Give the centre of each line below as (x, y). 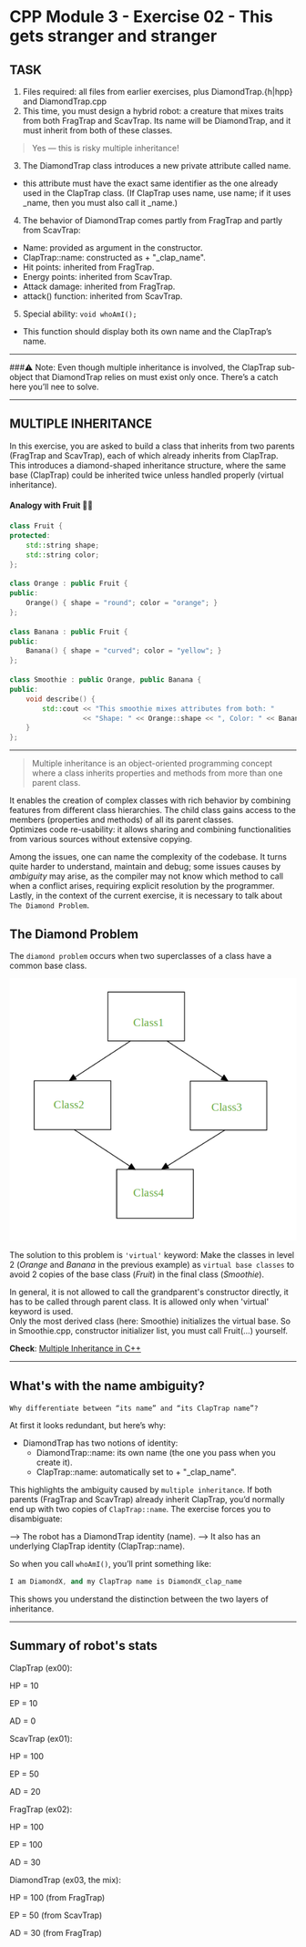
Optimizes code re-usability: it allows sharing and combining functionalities (150, 829)
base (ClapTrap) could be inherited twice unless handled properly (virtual (147, 475)
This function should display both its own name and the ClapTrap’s (147, 331)
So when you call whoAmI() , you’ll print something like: (111, 1563)
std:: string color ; (63, 555)
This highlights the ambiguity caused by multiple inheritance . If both (141, 1489)
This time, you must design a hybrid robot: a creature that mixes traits (153, 111)
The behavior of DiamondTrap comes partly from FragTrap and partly (153, 220)
